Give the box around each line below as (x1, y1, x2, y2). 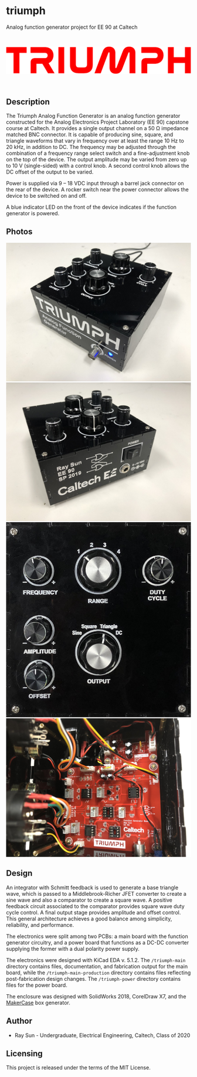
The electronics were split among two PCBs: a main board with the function (6, 933, 189, 940)
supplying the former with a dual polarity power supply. (6, 945, 140, 952)
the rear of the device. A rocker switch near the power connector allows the (6, 186, 189, 193)
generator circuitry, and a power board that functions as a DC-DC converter (6, 939, 189, 946)
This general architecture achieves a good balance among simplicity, (6, 915, 172, 922)
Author (6, 1016, 32, 1026)
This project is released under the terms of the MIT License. (6, 1064, 151, 1071)
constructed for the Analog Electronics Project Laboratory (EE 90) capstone (6, 118, 189, 126)
